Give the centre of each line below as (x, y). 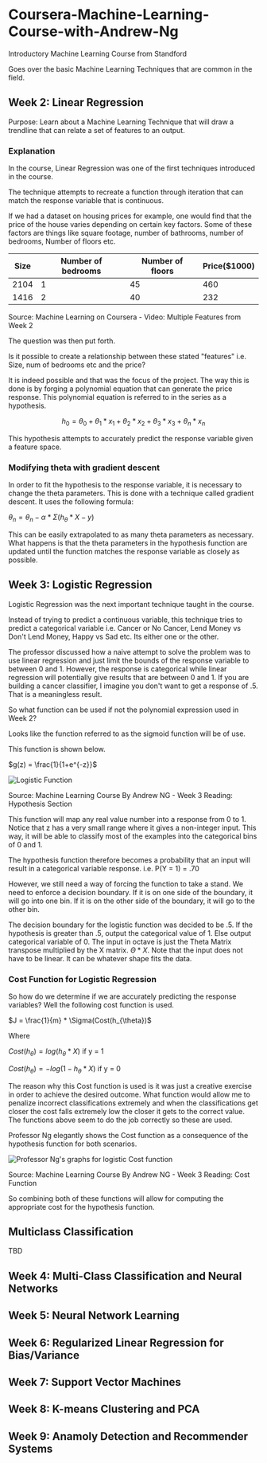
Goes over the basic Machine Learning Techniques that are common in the (130, 68)
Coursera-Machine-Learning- (109, 15)
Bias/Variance (44, 1355)
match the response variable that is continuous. (86, 201)
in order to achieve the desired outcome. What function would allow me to (129, 1094)
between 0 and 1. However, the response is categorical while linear (118, 669)
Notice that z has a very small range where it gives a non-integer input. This (132, 827)
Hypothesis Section (41, 804)
